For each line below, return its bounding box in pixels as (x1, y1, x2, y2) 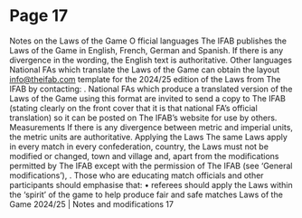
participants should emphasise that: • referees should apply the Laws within (9, 179, 293, 190)
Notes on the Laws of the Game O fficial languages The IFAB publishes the (9, 35, 288, 46)
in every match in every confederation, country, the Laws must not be (9, 141, 269, 152)
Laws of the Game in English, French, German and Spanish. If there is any (9, 44, 284, 55)
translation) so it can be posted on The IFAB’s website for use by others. (9, 112, 278, 123)
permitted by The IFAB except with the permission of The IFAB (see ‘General (9, 160, 293, 171)
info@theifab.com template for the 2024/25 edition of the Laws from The (9, 73, 281, 84)
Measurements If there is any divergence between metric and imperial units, (9, 121, 294, 132)
